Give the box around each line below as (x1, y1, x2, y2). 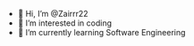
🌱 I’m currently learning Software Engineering (17, 27, 186, 37)
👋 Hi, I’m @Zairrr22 (17, 9, 89, 19)
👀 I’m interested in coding (17, 18, 113, 28)
